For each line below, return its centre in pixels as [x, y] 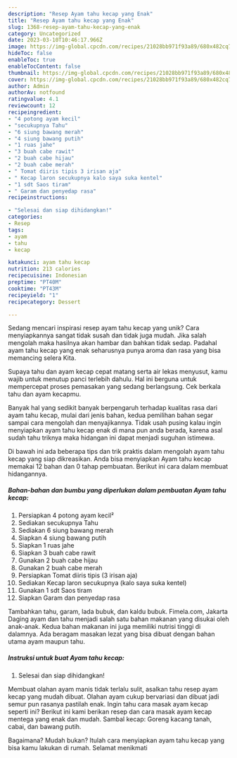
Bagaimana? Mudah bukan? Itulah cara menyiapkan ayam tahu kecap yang [116, 740]
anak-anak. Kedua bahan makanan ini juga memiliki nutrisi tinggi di [104, 627]
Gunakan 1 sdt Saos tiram [55, 591]
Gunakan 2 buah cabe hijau [58, 560]
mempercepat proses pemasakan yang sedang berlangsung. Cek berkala [114, 387]
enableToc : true [32, 60]
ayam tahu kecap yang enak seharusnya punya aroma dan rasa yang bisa [114, 351]
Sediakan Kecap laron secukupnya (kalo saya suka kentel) [102, 583]
